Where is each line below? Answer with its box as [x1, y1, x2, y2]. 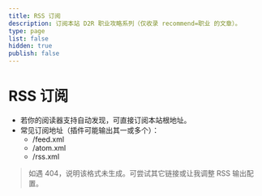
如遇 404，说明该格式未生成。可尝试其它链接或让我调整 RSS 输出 [28, 168, 247, 178]
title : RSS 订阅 [8, 11, 61, 20]
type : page [8, 27, 45, 35]
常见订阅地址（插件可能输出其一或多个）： [19, 125, 160, 134]
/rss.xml [32, 151, 60, 161]
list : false [8, 34, 49, 43]
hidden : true [8, 42, 53, 50]
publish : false [8, 49, 60, 58]
